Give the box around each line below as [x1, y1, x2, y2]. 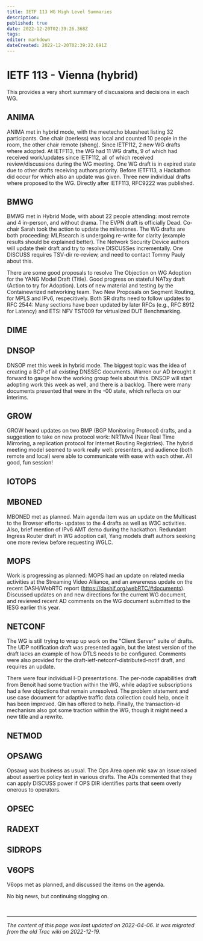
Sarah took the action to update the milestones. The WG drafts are [20, 225, 186, 233]
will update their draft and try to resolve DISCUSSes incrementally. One [7, 245, 183, 252]
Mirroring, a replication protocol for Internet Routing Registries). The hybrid [7, 440, 193, 447]
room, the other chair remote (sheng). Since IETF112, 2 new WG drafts [7, 141, 181, 148]
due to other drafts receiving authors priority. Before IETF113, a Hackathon [7, 166, 191, 174]
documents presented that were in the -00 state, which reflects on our [7, 387, 181, 395]
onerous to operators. [7, 786, 61, 793]
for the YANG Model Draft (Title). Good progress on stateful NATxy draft [7, 275, 186, 283]
